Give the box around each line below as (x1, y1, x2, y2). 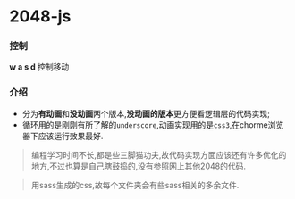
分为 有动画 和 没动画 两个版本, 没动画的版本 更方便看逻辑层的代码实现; (21, 108, 271, 119)
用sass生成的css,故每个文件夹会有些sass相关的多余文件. (30, 179, 240, 190)
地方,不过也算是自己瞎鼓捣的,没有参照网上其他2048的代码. (30, 161, 246, 171)
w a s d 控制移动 (9, 62, 70, 72)
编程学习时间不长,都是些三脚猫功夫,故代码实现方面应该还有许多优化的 (30, 149, 287, 160)
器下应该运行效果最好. (21, 130, 104, 141)
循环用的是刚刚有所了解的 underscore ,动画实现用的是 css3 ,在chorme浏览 (21, 119, 284, 130)
